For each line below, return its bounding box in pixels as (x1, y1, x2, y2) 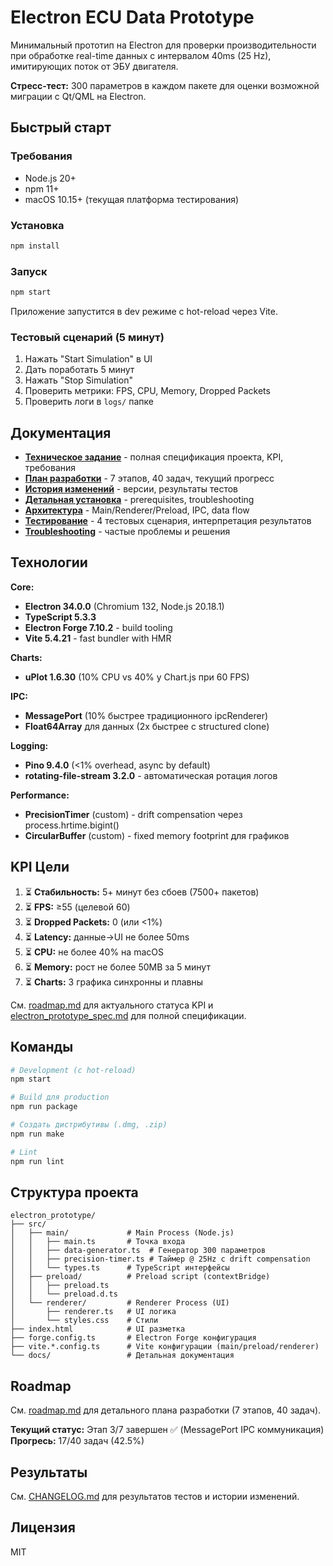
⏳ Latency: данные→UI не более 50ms (24, 931, 190, 943)
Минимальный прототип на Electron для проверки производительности (10, 39, 317, 51)
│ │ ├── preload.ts (10, 1281, 110, 1291)
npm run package (10, 1102, 78, 1112)
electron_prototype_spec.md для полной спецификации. (10, 1009, 247, 1021)
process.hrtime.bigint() (24, 819, 120, 831)
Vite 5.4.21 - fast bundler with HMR (24, 632, 172, 644)
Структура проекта (10, 1184, 139, 1201)
